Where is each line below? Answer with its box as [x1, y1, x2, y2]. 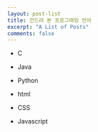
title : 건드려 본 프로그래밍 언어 [7, 17, 92, 24]
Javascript [17, 117, 48, 126]
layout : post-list [7, 10, 61, 18]
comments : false [7, 29, 55, 37]
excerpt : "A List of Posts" [7, 23, 90, 30]
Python [17, 77, 38, 85]
